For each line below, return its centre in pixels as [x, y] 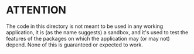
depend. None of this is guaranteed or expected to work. [75, 45]
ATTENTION [36, 10]
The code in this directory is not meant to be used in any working [85, 26]
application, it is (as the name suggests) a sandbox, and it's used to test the [97, 32]
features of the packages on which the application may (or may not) [88, 38]
